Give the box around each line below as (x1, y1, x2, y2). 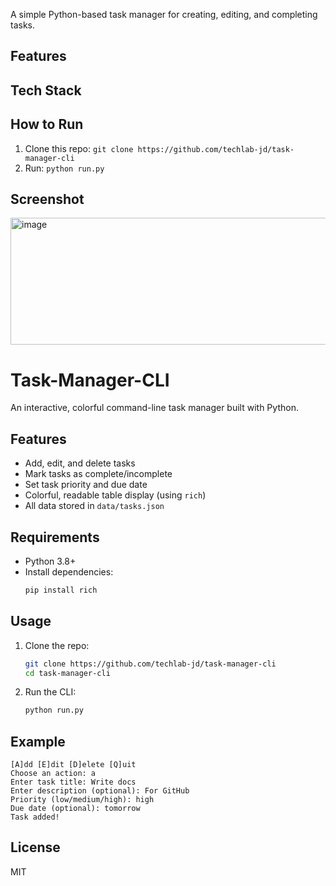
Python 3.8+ (24, 555, 77, 567)
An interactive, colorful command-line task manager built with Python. (10, 402, 299, 414)
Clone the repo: (24, 639, 90, 651)
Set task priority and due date (24, 479, 148, 491)
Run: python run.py (24, 162, 105, 174)
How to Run (10, 116, 84, 133)
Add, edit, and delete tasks (24, 457, 136, 469)
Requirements (10, 529, 100, 546)
